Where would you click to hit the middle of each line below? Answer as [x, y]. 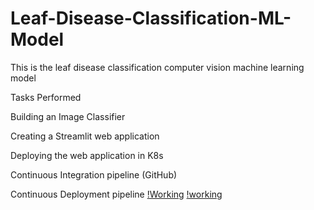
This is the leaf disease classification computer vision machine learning [157, 67]
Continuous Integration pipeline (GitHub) [94, 174]
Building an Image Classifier [68, 116]
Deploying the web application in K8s [87, 155]
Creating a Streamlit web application [85, 136]
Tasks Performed [46, 97]
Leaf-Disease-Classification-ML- [151, 18]
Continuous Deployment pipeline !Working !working [116, 194]
